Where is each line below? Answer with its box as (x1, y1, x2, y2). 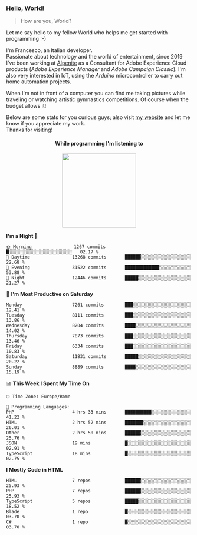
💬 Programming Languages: (6, 404, 70, 410)
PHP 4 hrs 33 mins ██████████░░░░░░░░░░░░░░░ (6, 409, 192, 415)
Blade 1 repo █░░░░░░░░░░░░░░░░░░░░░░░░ (6, 508, 192, 514)
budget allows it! (6, 102, 47, 109)
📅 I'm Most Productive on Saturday (6, 290, 93, 297)
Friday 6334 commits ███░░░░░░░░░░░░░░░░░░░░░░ (6, 343, 192, 349)
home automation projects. (6, 78, 72, 85)
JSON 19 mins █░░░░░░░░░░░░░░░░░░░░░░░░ (6, 440, 192, 446)
